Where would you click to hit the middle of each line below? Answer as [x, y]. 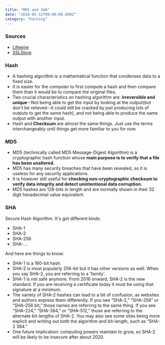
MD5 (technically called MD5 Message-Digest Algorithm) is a [75, 152]
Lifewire [20, 47]
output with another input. [39, 118]
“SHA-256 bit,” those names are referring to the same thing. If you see [84, 305]
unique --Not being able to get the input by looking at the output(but [82, 102]
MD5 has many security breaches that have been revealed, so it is [80, 168]
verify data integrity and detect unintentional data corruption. [77, 184]
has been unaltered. [33, 163]
